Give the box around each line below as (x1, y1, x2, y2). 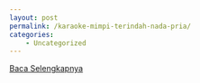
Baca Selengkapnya (9, 63, 84, 74)
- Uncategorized (25, 38, 87, 48)
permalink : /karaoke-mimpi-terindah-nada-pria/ (9, 22, 192, 31)
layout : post (9, 13, 59, 23)
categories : (9, 30, 54, 39)
